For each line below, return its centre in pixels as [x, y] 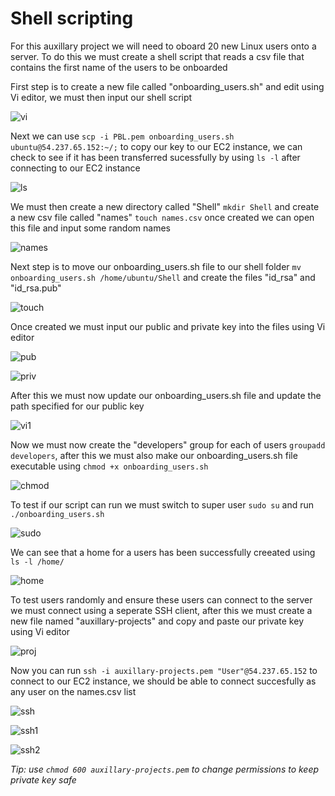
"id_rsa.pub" [36, 288]
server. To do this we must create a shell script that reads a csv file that [157, 56]
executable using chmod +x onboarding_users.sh [109, 466]
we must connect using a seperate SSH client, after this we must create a [161, 610]
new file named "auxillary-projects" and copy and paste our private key [157, 621]
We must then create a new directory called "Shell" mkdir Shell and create [165, 206]
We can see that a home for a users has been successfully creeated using [163, 552]
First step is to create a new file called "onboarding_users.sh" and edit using [167, 86]
